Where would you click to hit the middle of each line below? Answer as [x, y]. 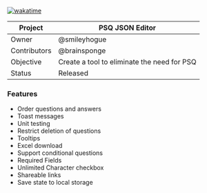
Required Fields [39, 160]
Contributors [31, 50]
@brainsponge [82, 50]
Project [31, 28]
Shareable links [39, 175]
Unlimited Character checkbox [60, 168]
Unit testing [33, 124]
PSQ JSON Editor [128, 28]
